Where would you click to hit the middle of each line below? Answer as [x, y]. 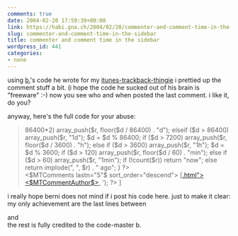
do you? [19, 102]
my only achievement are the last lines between [77, 203]
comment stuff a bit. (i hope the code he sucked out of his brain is [103, 87]
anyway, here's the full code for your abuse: [72, 116]
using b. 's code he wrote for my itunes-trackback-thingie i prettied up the [114, 80]
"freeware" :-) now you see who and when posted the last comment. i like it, [118, 95]
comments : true [30, 14]
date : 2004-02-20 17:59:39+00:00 [57, 20]
